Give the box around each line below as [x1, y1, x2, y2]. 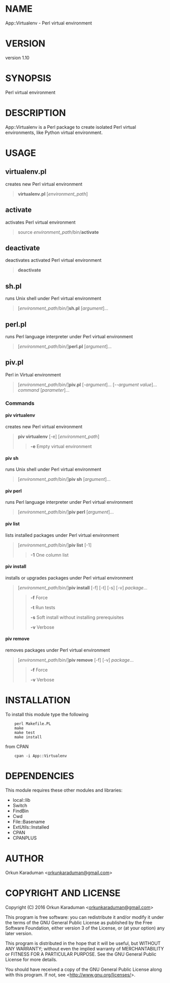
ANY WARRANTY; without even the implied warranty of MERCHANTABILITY [5, 945, 164, 951]
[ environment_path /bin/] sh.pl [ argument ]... [17, 305, 108, 311]
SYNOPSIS [5, 72, 52, 84]
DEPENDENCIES [5, 770, 75, 782]
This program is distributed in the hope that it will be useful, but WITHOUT [5, 940, 161, 946]
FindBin [12, 808, 29, 814]
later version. [5, 930, 33, 936]
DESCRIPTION [5, 107, 66, 119]
